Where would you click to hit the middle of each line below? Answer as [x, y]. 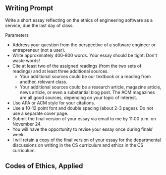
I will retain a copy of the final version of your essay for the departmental [86, 140]
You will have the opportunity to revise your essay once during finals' [83, 129]
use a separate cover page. [40, 113]
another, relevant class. [44, 82]
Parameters [17, 35]
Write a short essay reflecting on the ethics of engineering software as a [79, 20]
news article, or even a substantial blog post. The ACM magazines [87, 92]
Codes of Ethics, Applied [44, 166]
